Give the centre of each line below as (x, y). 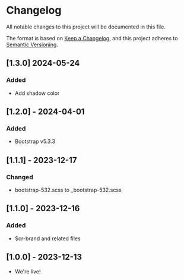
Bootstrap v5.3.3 (35, 141)
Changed (20, 177)
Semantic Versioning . (32, 44)
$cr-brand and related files (48, 238)
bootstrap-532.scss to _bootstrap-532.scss (68, 190)
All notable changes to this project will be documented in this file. (86, 27)
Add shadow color (37, 93)
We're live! (28, 271)
